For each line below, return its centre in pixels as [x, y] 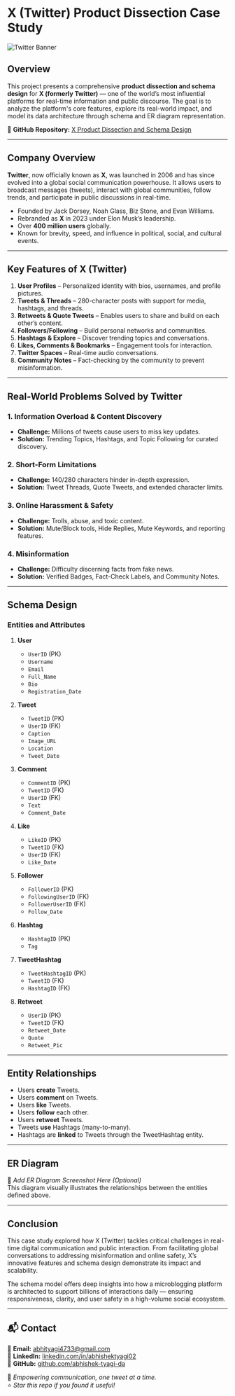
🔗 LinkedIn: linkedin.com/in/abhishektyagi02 [72, 1356]
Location [41, 748]
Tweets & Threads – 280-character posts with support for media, [112, 301]
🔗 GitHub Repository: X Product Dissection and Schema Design [100, 129]
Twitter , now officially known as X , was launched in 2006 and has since [111, 175]
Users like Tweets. [44, 1105]
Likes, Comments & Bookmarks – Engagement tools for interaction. [115, 345]
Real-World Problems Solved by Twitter [95, 396]
